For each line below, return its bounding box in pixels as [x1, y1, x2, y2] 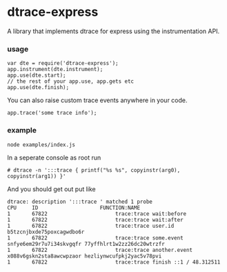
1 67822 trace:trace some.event [7, 234, 184, 242]
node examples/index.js [7, 141, 76, 148]
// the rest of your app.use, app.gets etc [7, 78, 135, 85]
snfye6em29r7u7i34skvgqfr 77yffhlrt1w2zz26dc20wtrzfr [7, 240, 166, 247]
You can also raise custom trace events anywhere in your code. [7, 96, 188, 104]
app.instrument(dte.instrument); [7, 66, 103, 73]
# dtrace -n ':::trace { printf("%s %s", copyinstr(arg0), [7, 166, 181, 173]
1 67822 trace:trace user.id [7, 222, 175, 229]
